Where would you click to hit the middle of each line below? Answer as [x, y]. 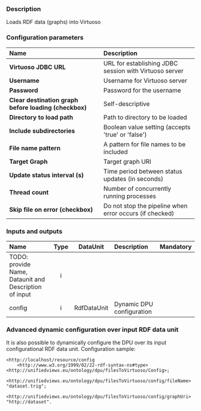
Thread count [29, 192]
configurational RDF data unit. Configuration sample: [71, 349]
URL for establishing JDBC [141, 63]
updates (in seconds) [133, 179]
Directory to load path [41, 117]
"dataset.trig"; [26, 386]
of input [20, 294]
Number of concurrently [138, 188]
